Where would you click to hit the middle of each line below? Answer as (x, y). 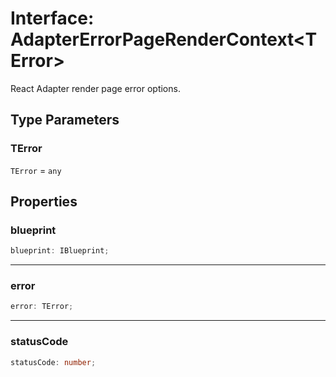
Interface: (52, 18)
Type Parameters (65, 120)
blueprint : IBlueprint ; (60, 251)
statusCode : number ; (53, 362)
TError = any (36, 170)
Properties (44, 202)
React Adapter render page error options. (95, 88)
